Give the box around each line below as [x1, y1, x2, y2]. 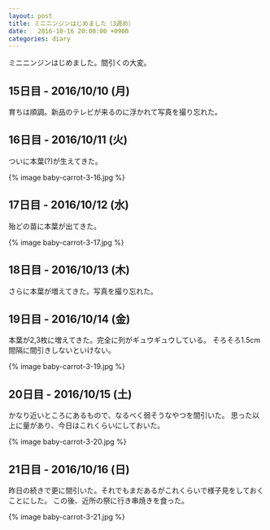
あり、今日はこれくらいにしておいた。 [36, 420, 165, 431]
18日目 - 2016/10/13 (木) [8, 263, 130, 277]
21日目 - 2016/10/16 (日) [8, 463, 130, 476]
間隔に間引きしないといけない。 [8, 345, 115, 355]
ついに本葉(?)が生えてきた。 [8, 156, 103, 166]
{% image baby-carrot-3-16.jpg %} [8, 172, 126, 182]
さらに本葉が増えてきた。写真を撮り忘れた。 [8, 286, 158, 296]
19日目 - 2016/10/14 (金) [8, 312, 131, 326]
